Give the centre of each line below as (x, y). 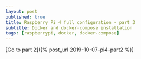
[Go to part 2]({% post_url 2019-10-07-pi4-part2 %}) (70, 50)
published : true (25, 17)
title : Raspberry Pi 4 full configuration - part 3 (70, 22)
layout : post (22, 11)
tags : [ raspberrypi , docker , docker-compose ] (62, 33)
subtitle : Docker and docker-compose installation (69, 28)
